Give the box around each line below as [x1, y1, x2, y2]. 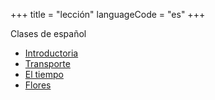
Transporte [24, 58, 71, 69]
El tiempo [24, 69, 64, 80]
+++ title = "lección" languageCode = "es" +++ [10, 9, 206, 20]
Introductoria [24, 47, 79, 59]
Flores [24, 79, 52, 91]
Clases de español [10, 28, 87, 39]
